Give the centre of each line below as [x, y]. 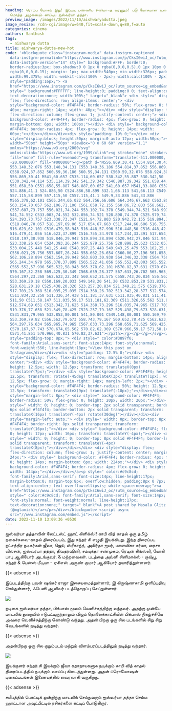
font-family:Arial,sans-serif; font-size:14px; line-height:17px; [82, 477]
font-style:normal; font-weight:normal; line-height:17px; [74, 500]
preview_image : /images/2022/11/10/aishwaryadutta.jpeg [66, 19]
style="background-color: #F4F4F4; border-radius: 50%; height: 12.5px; [89, 386]
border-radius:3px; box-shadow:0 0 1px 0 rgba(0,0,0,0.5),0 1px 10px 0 [88, 67]
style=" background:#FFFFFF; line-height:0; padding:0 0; [73, 91]
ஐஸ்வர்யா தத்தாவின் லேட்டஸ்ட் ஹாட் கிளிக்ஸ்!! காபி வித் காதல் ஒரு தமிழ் [77, 534]
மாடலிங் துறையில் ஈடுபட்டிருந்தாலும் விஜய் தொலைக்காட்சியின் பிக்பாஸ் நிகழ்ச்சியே [84, 614]
